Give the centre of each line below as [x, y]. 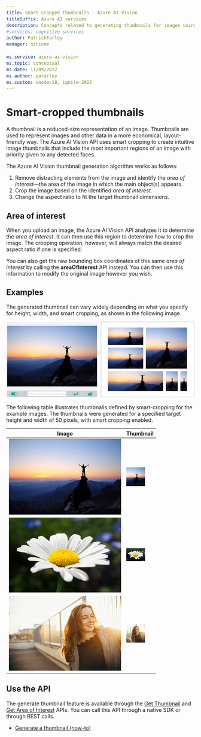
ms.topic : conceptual [33, 63]
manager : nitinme [28, 44]
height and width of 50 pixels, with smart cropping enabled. [80, 420]
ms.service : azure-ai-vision [42, 57]
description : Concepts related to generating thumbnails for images [93, 25]
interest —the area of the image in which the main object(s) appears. [99, 184]
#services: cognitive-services [45, 32]
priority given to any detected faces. [51, 155]
